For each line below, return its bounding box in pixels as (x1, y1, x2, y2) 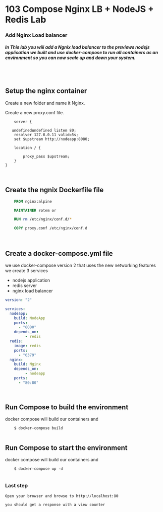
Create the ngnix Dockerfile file (5, 186, 104, 194)
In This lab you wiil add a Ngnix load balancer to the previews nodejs (5, 44, 150, 50)
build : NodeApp (14, 315, 46, 321)
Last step (5, 482, 28, 489)
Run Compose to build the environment (5, 403, 129, 412)
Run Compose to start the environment (5, 443, 128, 452)
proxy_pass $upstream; (23, 154, 70, 159)
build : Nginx (14, 362, 41, 367)
